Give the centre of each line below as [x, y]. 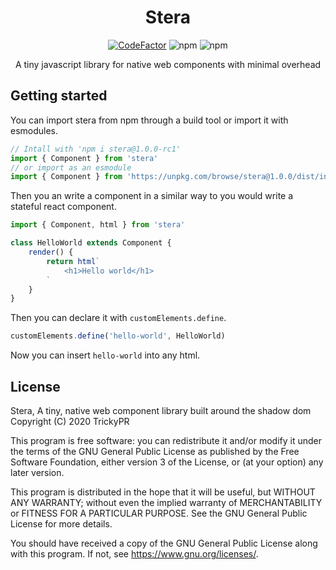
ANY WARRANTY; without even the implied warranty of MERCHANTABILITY [166, 502]
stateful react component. [63, 207]
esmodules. [34, 130]
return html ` [73, 261]
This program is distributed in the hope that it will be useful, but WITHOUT [163, 492]
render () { [51, 252]
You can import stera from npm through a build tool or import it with [149, 120]
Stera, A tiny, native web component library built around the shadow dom [161, 410]
